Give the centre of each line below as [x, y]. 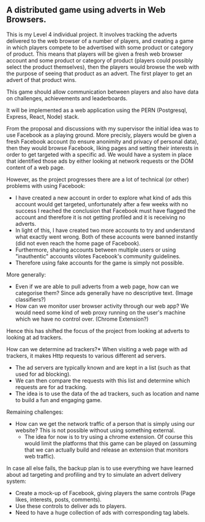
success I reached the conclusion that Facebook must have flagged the [105, 211]
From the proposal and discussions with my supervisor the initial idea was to [102, 129]
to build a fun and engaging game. [58, 400]
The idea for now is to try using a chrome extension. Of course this [109, 436]
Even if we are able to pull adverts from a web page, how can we [97, 286]
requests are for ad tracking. [51, 387]
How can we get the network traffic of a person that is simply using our [105, 423]
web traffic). [40, 456]
